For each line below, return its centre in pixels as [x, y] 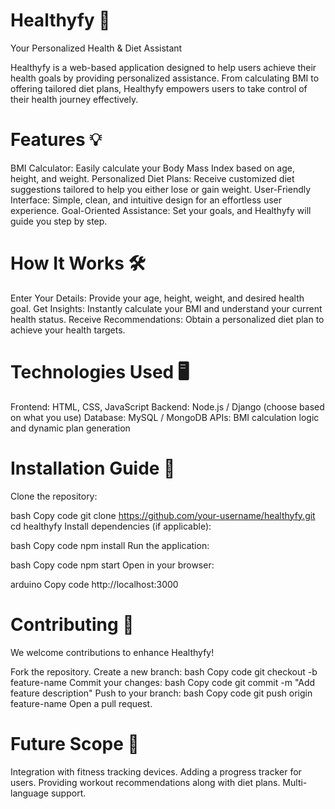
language [29, 793]
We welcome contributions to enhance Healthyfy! [112, 652]
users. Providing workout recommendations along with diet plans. [145, 782]
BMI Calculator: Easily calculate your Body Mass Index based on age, [152, 168]
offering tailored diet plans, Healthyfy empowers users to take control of [159, 88]
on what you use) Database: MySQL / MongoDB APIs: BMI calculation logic [165, 417]
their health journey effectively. [74, 99]
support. [68, 793]
